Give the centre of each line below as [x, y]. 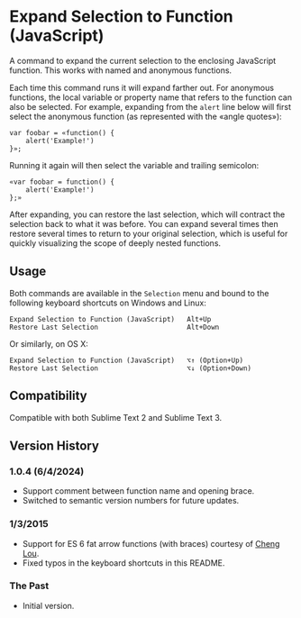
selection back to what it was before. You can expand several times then [144, 223]
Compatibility [48, 396]
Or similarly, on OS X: [49, 343]
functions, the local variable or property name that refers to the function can [151, 97]
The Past [29, 586]
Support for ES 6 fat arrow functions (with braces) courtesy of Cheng [151, 543]
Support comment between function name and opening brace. [138, 491]
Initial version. [48, 605]
